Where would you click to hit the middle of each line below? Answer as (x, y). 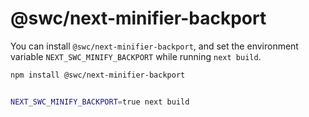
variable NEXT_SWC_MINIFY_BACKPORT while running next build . (136, 56)
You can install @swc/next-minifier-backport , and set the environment (154, 46)
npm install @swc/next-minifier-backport (98, 75)
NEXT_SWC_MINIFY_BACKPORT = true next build (100, 102)
